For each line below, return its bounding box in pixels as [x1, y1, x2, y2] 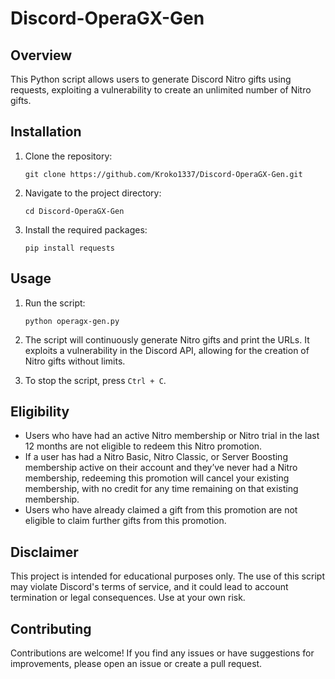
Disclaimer [10, 543, 79, 561]
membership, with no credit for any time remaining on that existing [24, 483, 299, 495]
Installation [10, 123, 82, 141]
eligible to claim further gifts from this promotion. [24, 515, 227, 527]
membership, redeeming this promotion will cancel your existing [24, 472, 290, 484]
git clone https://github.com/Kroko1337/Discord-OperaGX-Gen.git [24, 169, 303, 179]
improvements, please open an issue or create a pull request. [10, 658, 263, 670]
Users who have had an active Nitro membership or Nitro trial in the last [24, 430, 320, 442]
